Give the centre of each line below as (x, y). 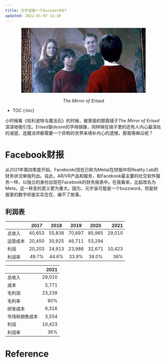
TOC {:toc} (23, 110)
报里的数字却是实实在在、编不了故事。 (44, 195)
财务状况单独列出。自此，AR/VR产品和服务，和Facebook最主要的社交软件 (81, 176)
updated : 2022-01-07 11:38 (33, 16)
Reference (27, 354)
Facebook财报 (35, 155)
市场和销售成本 (23, 317)
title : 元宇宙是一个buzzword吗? (36, 10)
